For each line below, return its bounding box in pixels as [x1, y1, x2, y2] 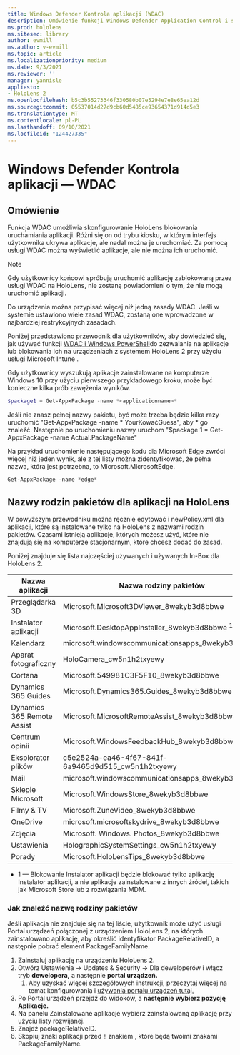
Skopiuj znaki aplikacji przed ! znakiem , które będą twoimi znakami [17, 1032, 218, 1041]
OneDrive [11, 816, 43, 826]
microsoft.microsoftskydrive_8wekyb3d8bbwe [63, 816, 219, 826]
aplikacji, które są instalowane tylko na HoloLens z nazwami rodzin [7, 522, 204, 531]
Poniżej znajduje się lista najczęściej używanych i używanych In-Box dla [7, 551, 220, 560]
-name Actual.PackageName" [49, 433, 138, 442]
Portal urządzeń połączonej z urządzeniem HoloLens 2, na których [7, 927, 204, 936]
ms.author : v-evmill [7, 44, 69, 51]
